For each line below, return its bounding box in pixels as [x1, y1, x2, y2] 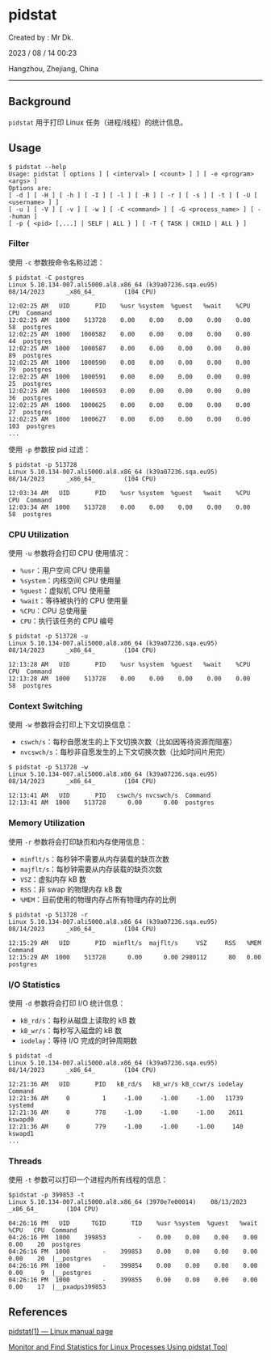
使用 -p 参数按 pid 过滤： [8, 444, 91, 454]
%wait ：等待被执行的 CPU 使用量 [19, 596, 129, 606]
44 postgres [8, 337, 52, 345]
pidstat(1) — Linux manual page [8, 1327, 114, 1337]
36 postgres [8, 394, 52, 402]
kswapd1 [8, 1130, 35, 1138]
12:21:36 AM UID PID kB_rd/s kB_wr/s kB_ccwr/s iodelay [8, 1080, 244, 1089]
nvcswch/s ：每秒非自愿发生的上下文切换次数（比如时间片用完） [19, 747, 230, 757]
